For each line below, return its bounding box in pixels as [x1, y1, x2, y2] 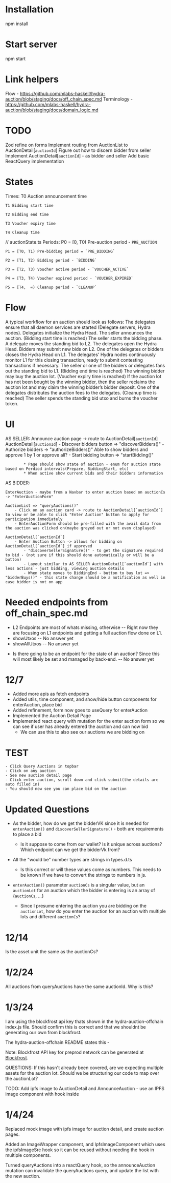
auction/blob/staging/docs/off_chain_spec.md [5, 96, 102, 102]
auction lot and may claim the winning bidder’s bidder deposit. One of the [5, 384, 160, 390]
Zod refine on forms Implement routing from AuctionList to [5, 142, 128, 148]
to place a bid [12, 831, 42, 837]
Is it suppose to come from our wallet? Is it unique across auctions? [20, 841, 162, 847]
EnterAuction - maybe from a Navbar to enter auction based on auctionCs [5, 489, 166, 495]
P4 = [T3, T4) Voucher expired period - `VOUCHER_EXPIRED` [5, 275, 134, 281]
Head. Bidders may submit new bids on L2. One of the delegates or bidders [5, 346, 164, 352]
